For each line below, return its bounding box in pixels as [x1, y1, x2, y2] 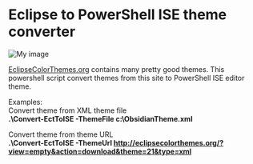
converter [8, 22, 76, 41]
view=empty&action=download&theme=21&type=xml [8, 146, 192, 156]
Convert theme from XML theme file [8, 106, 127, 115]
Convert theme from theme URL [8, 130, 114, 139]
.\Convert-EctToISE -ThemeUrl [8, 138, 112, 147]
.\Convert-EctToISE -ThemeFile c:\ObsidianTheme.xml [8, 114, 193, 123]
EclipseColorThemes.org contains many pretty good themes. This [8, 64, 225, 74]
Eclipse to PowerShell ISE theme [8, 6, 227, 24]
